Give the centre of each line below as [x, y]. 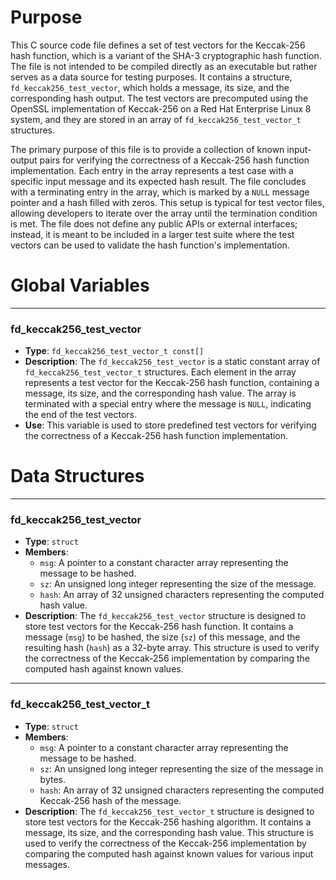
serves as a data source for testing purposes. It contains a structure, [151, 77]
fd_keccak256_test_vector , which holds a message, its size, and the [150, 87]
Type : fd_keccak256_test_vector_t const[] [114, 351]
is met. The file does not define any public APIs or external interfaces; [154, 223]
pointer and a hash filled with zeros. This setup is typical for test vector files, [167, 202]
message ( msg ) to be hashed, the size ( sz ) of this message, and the [162, 637]
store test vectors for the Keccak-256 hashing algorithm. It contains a [168, 822]
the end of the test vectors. [80, 415]
